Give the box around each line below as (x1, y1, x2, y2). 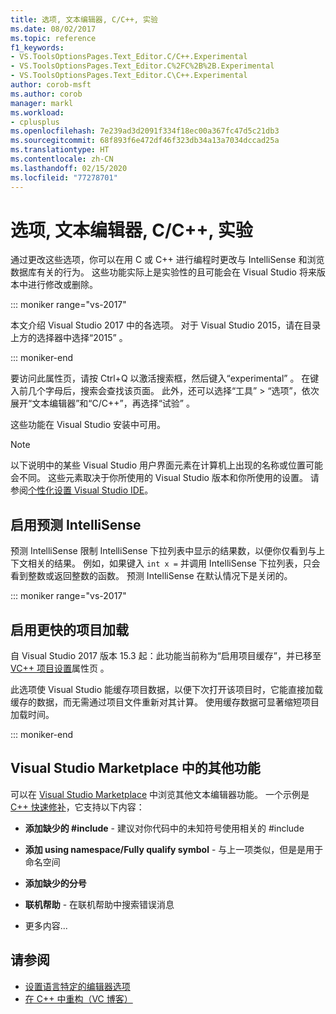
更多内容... (24, 919, 68, 931)
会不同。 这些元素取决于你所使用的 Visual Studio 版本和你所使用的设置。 (10, 472, 308, 484)
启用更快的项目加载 (10, 621, 129, 638)
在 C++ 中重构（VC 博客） (24, 992, 133, 1005)
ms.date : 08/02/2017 (10, 24, 97, 34)
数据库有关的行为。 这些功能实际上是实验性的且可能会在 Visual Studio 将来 (10, 266, 317, 278)
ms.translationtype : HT (10, 145, 110, 155)
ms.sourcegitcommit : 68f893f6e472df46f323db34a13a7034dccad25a (10, 136, 280, 146)
